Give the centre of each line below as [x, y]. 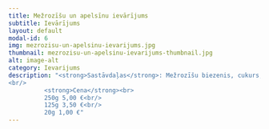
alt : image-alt [34, 61]
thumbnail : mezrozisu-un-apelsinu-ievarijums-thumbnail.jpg [111, 53]
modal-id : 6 [28, 38]
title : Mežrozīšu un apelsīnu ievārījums [78, 16]
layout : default [35, 30]
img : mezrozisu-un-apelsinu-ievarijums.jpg [82, 46]
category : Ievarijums [44, 68]
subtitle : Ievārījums [44, 23]
